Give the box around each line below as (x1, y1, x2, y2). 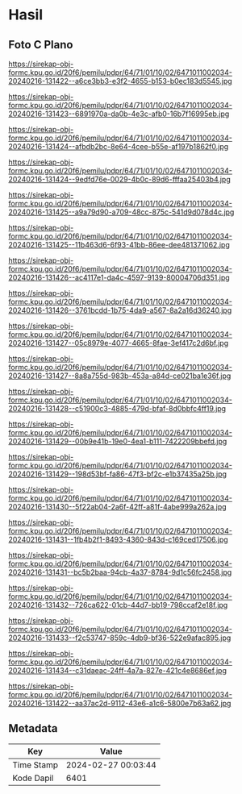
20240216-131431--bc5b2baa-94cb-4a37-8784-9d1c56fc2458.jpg (8, 567, 232, 577)
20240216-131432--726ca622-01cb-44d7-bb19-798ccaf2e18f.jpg (8, 601, 228, 609)
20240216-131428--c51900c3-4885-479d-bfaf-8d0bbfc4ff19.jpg (8, 404, 227, 413)
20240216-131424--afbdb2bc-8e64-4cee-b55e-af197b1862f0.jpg (8, 142, 229, 151)
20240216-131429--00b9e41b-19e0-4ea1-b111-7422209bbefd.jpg (8, 437, 227, 446)
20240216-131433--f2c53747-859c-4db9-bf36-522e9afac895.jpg (8, 633, 232, 642)
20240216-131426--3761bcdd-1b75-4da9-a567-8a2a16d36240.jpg (8, 306, 232, 315)
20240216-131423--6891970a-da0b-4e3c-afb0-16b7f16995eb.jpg (8, 109, 230, 118)
